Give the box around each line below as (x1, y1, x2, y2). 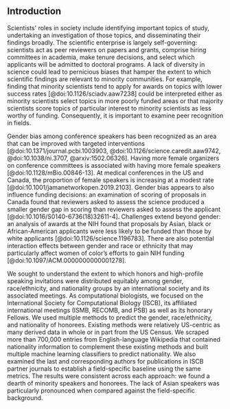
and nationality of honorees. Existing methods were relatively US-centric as (7, 320, 221, 329)
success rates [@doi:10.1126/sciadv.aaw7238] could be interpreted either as (7, 89, 222, 98)
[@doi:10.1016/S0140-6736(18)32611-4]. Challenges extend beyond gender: (7, 212, 221, 221)
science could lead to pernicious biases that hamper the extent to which (7, 67, 211, 76)
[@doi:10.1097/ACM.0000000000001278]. (7, 256, 127, 264)
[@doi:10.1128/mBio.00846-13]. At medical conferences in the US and (7, 168, 204, 177)
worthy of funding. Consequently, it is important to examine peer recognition (7, 111, 224, 120)
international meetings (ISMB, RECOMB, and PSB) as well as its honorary (7, 306, 213, 314)
